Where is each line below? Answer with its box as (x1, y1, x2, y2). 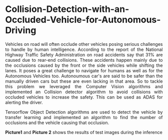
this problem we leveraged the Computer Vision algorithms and (5, 83, 163, 89)
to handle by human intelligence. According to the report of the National (5, 46, 163, 52)
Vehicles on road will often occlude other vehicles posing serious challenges (5, 41, 163, 47)
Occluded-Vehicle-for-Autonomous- (5, 14, 161, 25)
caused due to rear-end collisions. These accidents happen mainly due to (5, 57, 163, 63)
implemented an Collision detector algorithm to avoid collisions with (5, 89, 163, 95)
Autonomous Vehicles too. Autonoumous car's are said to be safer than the (5, 73, 163, 79)
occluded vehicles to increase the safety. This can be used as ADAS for (5, 94, 163, 100)
